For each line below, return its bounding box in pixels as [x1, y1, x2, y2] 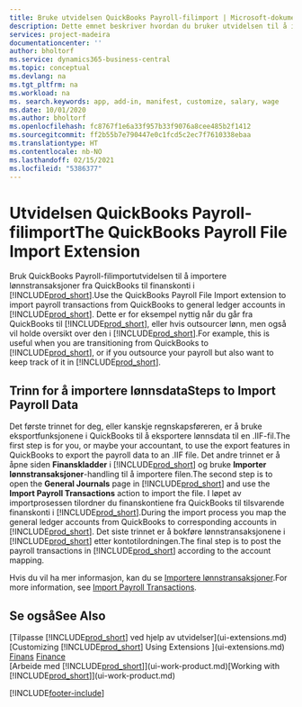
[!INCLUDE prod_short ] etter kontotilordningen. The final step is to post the [9, 536, 281, 547]
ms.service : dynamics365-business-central [9, 55, 171, 64]
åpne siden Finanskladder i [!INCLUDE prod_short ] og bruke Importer [9, 459, 267, 470]
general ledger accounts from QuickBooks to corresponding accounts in [9, 517, 277, 528]
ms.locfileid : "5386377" [9, 164, 102, 173]
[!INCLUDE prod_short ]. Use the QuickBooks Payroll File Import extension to [9, 290, 287, 301]
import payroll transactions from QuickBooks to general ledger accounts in [9, 299, 286, 311]
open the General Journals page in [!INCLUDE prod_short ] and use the [9, 478, 271, 489]
